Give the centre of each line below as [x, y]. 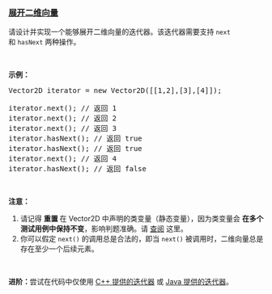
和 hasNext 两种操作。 [45, 42]
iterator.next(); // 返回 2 [63, 118]
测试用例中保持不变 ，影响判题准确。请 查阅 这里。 [104, 229]
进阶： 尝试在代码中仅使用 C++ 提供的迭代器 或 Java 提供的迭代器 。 [121, 282]
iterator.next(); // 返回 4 [63, 159]
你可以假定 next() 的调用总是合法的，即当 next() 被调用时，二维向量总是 [142, 239]
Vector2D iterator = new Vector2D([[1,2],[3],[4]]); [115, 91]
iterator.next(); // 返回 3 [63, 128]
